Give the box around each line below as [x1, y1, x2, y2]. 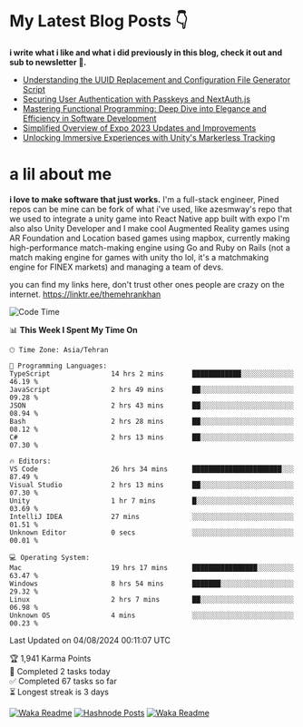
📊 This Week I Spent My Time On [9, 324, 138, 335]
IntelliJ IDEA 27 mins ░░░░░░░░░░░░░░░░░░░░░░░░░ [9, 512, 295, 521]
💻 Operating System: [9, 553, 91, 562]
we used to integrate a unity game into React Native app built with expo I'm [9, 213, 290, 224]
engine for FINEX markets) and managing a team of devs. [9, 261, 224, 272]
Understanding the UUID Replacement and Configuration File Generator [22, 74, 291, 85]
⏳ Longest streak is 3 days [9, 686, 109, 697]
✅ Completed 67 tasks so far [9, 675, 118, 686]
